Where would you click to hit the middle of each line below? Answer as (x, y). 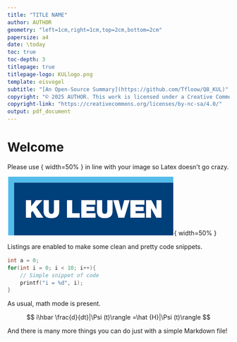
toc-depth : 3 (26, 60)
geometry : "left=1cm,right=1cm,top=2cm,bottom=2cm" (85, 30)
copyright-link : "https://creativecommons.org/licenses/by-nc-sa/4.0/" (115, 104)
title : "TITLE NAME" (38, 15)
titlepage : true (31, 67)
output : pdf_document (39, 112)
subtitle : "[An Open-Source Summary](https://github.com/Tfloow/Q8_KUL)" (118, 89)
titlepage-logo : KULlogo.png (50, 74)
